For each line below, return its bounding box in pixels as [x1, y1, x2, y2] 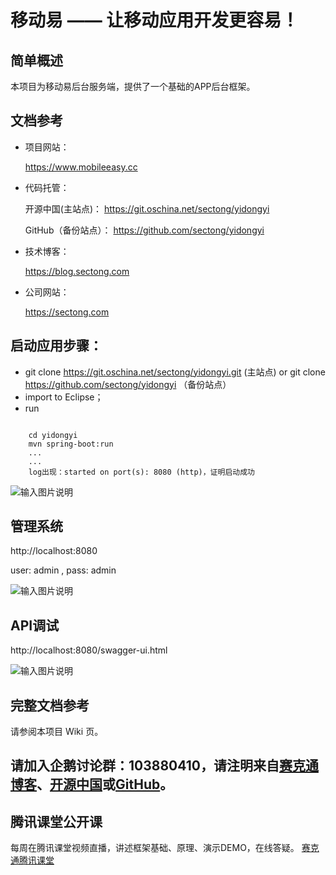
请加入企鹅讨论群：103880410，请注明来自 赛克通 [10, 757, 319, 775]
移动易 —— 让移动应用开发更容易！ [10, 9, 300, 32]
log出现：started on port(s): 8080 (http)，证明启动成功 [28, 467, 255, 477]
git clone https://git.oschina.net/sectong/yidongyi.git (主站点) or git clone [24, 366, 326, 378]
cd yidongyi [28, 430, 78, 440]
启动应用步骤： [10, 337, 103, 355]
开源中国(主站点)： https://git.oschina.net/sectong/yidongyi [24, 202, 270, 215]
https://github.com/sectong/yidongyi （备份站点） [24, 378, 232, 390]
